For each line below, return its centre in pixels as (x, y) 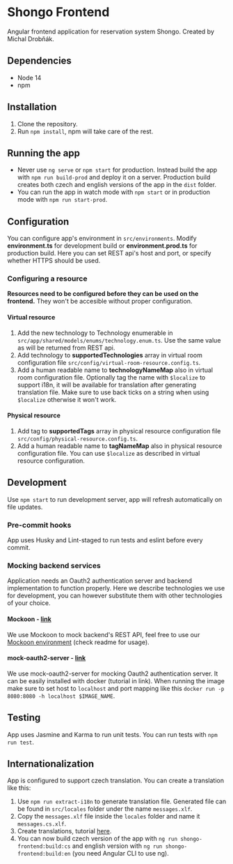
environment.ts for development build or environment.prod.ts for (102, 246)
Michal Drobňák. (31, 38)
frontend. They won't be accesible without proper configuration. (100, 301)
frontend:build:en (44, 854)
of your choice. (29, 603)
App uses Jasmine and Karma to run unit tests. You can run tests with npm (112, 734)
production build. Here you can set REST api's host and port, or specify (109, 253)
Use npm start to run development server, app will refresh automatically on (115, 499)
